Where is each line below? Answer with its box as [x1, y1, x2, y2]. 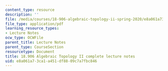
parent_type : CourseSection [5, 44, 64, 49]
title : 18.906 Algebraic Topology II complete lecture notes [5, 53, 135, 59]
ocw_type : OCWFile [5, 35, 43, 40]
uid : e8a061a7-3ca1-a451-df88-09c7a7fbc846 [5, 58, 97, 63]
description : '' [5, 12, 39, 17]
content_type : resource [5, 7, 55, 12]
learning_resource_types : [5, 26, 59, 31]
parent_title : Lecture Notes [5, 40, 66, 45]
